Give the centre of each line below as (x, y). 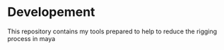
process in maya (31, 38)
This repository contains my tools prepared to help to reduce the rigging (112, 31)
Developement (51, 12)
